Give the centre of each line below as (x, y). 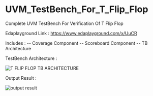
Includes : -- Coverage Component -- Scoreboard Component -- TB (76, 43)
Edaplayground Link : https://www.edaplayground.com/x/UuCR (71, 33)
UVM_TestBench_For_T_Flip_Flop (77, 9)
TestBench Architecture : (31, 58)
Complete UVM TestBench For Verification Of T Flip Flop (64, 23)
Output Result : (21, 78)
